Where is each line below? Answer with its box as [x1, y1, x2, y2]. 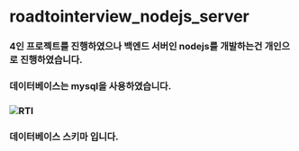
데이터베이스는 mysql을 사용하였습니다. [9, 80, 172, 93]
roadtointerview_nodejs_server [9, 6, 250, 27]
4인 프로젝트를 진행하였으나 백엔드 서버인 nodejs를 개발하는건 [9, 40, 263, 53]
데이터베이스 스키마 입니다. [9, 130, 119, 143]
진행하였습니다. [19, 54, 83, 67]
